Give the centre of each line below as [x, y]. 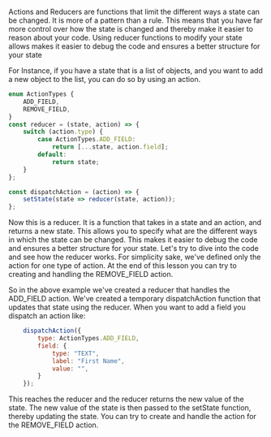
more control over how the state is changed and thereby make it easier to [131, 29]
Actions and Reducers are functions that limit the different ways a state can [134, 12]
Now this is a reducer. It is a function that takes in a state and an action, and [135, 223]
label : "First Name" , [88, 361]
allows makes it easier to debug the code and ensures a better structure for [134, 46]
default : [52, 154]
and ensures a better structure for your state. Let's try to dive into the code [134, 249]
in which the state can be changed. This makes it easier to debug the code [133, 240]
